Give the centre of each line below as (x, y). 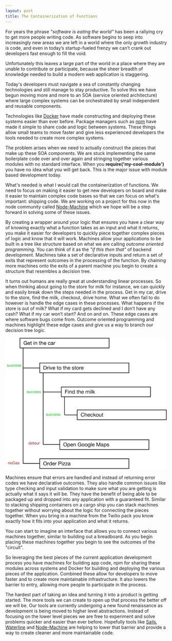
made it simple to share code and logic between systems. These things (81, 127)
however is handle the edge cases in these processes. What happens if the (85, 303)
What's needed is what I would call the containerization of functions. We (82, 185)
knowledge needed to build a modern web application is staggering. (77, 74)
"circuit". (15, 547)
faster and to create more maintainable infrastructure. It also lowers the (81, 579)
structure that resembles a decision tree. (48, 271)
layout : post (19, 11)
